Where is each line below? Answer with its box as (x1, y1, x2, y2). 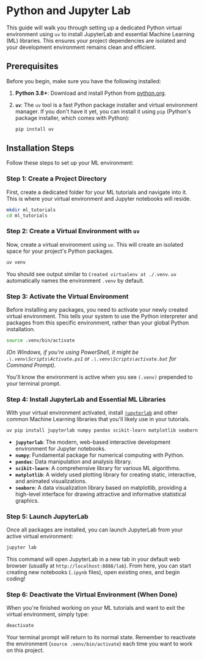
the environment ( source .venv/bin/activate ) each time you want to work (6, 640, 193, 648)
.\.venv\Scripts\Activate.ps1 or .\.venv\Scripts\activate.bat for (6, 354, 177, 362)
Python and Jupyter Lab (6, 4, 131, 18)
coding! (6, 575, 26, 582)
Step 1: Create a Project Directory (6, 174, 107, 183)
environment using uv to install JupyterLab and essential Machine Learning (6, 30, 195, 37)
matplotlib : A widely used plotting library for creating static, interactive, (15, 471, 197, 478)
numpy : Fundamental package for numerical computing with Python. (15, 451, 184, 459)
